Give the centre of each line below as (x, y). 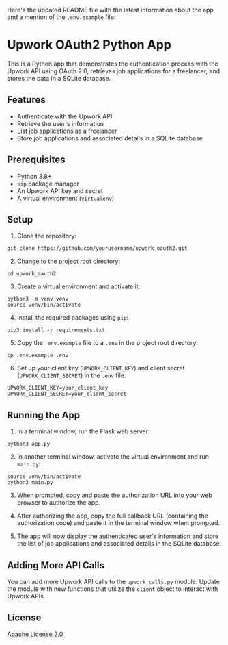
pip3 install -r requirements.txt (56, 330)
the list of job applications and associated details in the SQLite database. (119, 544)
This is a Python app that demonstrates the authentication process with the (113, 64)
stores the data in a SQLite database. (59, 78)
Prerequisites (36, 160)
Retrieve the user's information (60, 123)
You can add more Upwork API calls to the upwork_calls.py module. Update (113, 582)
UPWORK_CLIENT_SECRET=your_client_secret (67, 394)
